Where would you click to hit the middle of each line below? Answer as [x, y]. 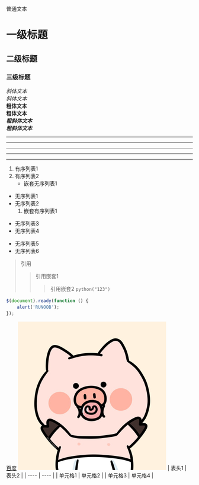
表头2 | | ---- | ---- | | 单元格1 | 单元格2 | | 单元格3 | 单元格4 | [80, 475]
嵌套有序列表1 [40, 211]
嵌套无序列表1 [40, 183]
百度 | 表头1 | [96, 468]
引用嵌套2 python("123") [80, 289]
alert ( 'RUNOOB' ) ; [38, 307]
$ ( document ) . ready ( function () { [47, 301]
